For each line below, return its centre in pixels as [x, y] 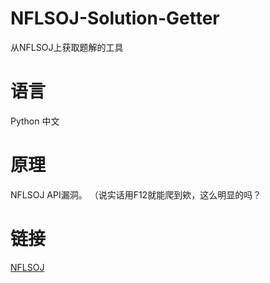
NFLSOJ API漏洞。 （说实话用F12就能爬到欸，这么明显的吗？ [136, 194]
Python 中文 [35, 121]
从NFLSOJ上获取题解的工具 [67, 47]
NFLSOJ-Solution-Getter [115, 18]
